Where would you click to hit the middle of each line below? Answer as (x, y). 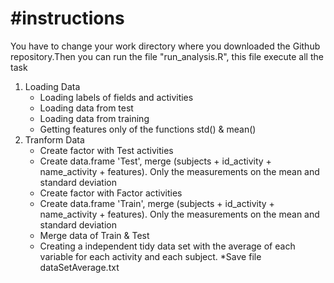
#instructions (67, 18)
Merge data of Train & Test (94, 235)
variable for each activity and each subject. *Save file (150, 256)
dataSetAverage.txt (79, 267)
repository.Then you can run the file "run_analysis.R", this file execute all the (167, 56)
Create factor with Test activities (106, 150)
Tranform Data (54, 139)
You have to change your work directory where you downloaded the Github (165, 46)
